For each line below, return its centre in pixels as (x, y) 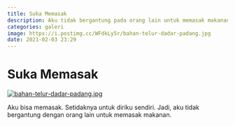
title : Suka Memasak (37, 14)
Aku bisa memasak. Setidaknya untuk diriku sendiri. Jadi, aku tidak (103, 107)
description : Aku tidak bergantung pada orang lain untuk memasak (106, 20)
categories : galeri (36, 27)
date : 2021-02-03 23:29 (42, 40)
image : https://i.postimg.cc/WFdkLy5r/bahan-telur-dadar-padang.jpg (109, 33)
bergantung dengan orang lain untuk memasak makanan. (90, 115)
